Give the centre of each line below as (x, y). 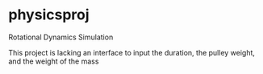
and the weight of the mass (54, 61)
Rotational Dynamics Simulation (61, 37)
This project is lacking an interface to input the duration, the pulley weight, (132, 52)
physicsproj (49, 15)
